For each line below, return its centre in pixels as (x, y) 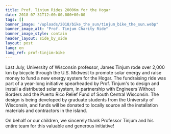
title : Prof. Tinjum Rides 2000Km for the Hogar (58, 10)
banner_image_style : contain (36, 34)
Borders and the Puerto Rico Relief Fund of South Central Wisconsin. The (82, 94)
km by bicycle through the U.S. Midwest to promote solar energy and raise (83, 72)
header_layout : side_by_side (36, 39)
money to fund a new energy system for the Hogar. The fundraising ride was (86, 78)
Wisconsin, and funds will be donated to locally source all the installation (82, 105)
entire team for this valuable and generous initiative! (60, 126)
